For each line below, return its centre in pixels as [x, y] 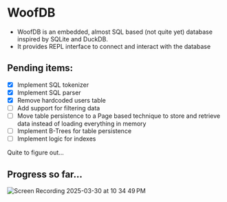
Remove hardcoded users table [62, 100]
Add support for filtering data [58, 108]
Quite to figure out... [35, 152]
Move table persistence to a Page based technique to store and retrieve [119, 116]
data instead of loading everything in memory [82, 124]
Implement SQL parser [49, 92]
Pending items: [40, 68]
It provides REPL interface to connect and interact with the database [114, 46]
